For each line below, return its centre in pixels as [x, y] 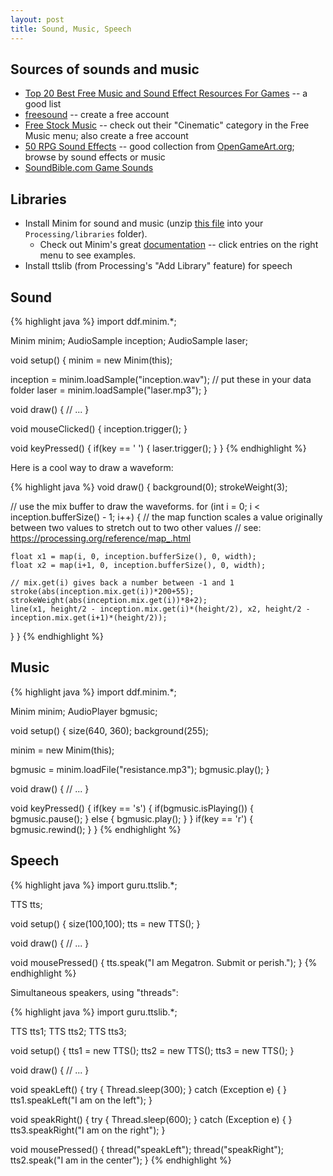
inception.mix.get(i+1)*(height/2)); [89, 617]
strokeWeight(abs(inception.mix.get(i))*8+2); [109, 600]
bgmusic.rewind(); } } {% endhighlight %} [96, 829]
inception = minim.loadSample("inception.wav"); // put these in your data [161, 379]
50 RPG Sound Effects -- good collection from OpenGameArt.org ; [159, 147]
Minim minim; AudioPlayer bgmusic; [84, 711]
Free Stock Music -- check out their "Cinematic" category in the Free [167, 125]
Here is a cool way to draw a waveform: [92, 467]
